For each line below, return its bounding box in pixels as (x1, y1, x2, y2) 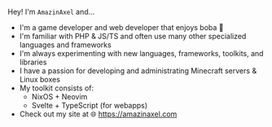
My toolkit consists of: (19, 83, 94, 93)
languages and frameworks (19, 40, 112, 50)
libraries (19, 57, 47, 67)
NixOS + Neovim (31, 92, 88, 101)
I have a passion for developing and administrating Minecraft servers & (19, 66, 257, 76)
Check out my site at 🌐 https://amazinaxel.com (19, 109, 178, 119)
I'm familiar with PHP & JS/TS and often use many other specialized (19, 32, 247, 41)
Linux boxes (19, 75, 60, 84)
